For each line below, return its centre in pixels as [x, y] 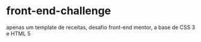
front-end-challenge [59, 11]
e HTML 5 [19, 33]
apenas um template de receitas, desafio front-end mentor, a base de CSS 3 [101, 27]
